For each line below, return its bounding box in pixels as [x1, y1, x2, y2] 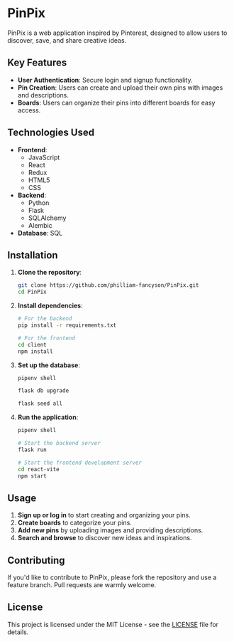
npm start [17, 472, 48, 480]
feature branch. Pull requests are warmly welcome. [7, 581, 157, 589]
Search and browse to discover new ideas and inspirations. [17, 534, 192, 542]
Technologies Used [7, 127, 94, 139]
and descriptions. [17, 90, 69, 99]
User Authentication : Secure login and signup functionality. [17, 75, 193, 84]
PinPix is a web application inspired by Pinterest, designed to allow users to [7, 28, 228, 37]
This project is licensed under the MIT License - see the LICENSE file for [7, 620, 218, 628]
